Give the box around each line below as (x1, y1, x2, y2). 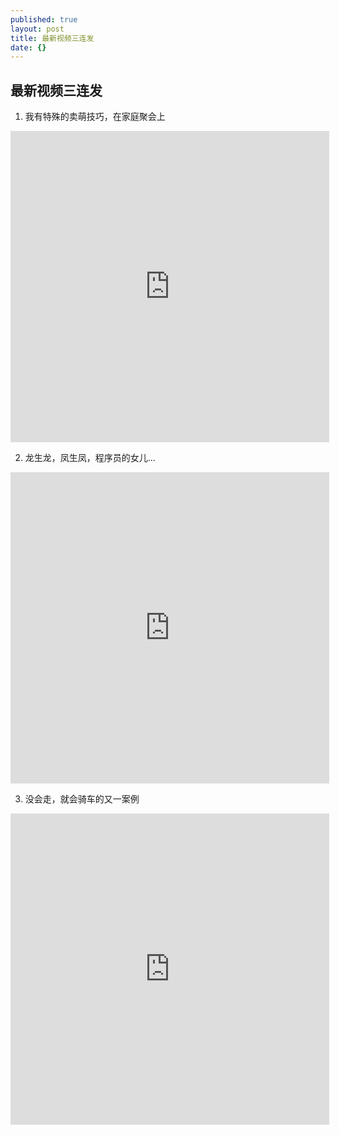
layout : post (10, 24, 65, 34)
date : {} (10, 42, 47, 53)
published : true (10, 14, 78, 25)
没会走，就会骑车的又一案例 (24, 793, 140, 805)
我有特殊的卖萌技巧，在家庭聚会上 (24, 111, 166, 123)
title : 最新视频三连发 (10, 33, 95, 43)
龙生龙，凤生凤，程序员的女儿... (24, 452, 156, 464)
